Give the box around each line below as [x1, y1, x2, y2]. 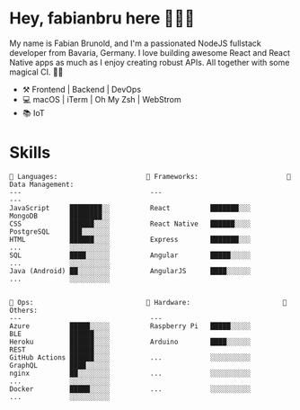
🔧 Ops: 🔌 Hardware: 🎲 [9, 298, 287, 307]
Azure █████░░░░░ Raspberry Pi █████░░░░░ [9, 321, 251, 331]
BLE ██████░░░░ [9, 329, 110, 338]
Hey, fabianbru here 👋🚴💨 [9, 8, 196, 29]
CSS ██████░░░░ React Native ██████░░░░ [9, 219, 251, 228]
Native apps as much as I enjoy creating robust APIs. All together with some [9, 57, 290, 67]
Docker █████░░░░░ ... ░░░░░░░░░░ [9, 384, 251, 394]
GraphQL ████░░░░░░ [9, 361, 110, 370]
